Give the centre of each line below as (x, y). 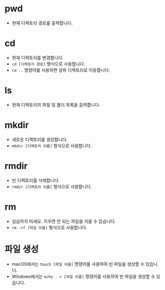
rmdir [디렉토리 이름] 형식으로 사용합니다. (52, 186)
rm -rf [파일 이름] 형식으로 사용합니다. (49, 227)
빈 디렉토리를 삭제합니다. (36, 180)
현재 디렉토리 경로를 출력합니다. (42, 23)
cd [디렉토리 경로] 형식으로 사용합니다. (48, 64)
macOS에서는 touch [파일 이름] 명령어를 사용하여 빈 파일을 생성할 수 (78, 264)
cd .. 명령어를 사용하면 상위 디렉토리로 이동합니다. (61, 70)
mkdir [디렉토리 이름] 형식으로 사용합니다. (52, 145)
